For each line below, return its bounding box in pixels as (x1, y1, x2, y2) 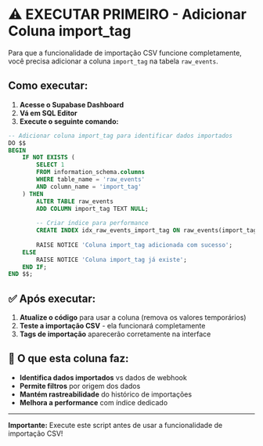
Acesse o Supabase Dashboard (19, 100, 124, 109)
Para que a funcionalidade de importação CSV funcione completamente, (8, 48, 243, 57)
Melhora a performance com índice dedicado (19, 397, 168, 407)
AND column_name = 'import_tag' (36, 183, 142, 190)
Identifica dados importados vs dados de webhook (19, 372, 188, 382)
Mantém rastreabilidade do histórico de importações (19, 390, 193, 399)
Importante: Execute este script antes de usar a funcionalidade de (8, 420, 223, 430)
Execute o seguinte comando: (19, 116, 119, 126)
